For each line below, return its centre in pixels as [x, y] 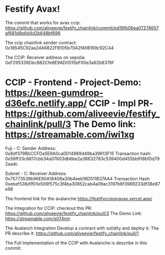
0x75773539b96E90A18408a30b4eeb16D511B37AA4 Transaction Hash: [78, 178]
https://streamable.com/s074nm [38, 218]
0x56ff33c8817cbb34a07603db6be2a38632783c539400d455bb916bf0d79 [82, 159]
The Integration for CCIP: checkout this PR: [49, 208]
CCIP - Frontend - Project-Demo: [73, 83]
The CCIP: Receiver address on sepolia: [45, 57]
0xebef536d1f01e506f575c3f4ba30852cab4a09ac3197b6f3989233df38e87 [83, 184]
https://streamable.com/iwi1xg [70, 135]
